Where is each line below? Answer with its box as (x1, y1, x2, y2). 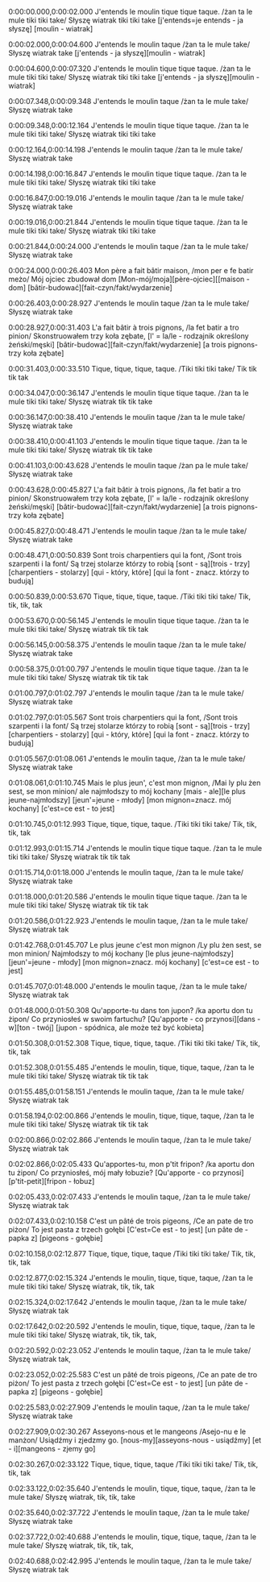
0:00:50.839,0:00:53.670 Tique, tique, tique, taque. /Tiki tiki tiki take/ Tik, (8, 592, 251, 601)
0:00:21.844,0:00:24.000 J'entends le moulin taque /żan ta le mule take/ (8, 242, 249, 251)
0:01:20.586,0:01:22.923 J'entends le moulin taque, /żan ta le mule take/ (8, 916, 248, 925)
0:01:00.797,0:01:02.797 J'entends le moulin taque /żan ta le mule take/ (8, 688, 244, 698)
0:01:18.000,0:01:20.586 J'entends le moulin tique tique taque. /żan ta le (8, 892, 247, 901)
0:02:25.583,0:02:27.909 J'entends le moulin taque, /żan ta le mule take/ (8, 1402, 250, 1412)
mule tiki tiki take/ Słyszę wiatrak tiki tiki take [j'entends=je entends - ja (8, 15, 244, 25)
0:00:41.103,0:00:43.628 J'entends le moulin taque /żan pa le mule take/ (8, 461, 248, 470)
